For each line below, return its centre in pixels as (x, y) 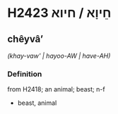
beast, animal (37, 103)
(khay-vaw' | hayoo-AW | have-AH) (59, 56)
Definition (25, 74)
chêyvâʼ (25, 39)
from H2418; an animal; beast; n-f (56, 89)
